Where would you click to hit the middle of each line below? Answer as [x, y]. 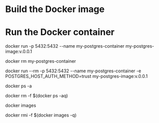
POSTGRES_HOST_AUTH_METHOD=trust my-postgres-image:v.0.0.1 [76, 76]
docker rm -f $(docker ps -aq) [37, 96]
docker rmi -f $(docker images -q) [41, 115]
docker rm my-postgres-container [41, 61]
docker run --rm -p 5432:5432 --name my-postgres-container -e [73, 71]
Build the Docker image [55, 9]
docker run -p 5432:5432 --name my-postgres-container [65, 46]
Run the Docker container [60, 32]
